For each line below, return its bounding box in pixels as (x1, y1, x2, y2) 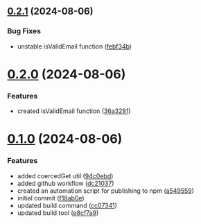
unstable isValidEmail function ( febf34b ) (17, 42, 132, 51)
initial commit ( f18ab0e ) (17, 193, 85, 202)
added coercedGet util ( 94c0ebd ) (17, 171, 114, 180)
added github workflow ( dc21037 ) (17, 179, 114, 187)
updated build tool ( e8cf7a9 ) (17, 208, 99, 217)
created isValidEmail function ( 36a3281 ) (17, 107, 131, 115)
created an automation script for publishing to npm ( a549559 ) (17, 187, 194, 195)
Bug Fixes (7, 26, 42, 36)
